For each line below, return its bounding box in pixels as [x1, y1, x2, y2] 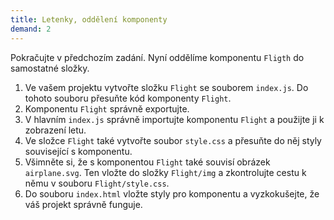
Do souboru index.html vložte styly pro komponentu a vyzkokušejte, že [24, 187, 320, 200]
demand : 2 [10, 24, 52, 34]
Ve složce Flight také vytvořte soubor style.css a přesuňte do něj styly [24, 134, 322, 146]
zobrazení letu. [24, 124, 87, 136]
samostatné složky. [10, 62, 90, 74]
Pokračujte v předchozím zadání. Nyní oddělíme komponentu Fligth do [10, 51, 305, 63]
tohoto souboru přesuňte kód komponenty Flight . [24, 92, 232, 104]
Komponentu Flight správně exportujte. [24, 102, 190, 115]
